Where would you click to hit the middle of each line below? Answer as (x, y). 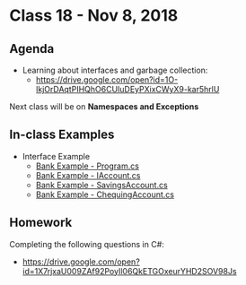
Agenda (32, 49)
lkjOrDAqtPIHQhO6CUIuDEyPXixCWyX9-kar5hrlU (127, 89)
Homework (41, 223)
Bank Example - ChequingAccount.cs (105, 194)
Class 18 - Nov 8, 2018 (94, 16)
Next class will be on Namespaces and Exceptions (104, 107)
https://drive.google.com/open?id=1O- (107, 80)
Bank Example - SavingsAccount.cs (101, 185)
